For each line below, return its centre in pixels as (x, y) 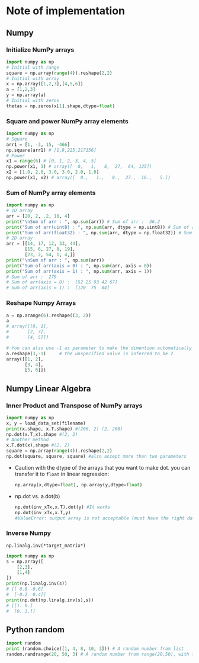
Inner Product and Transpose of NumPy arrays (74, 406)
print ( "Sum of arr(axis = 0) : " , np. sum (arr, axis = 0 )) (79, 266)
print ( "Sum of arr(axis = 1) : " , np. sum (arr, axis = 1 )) (79, 271)
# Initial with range (33, 67)
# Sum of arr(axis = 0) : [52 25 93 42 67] (62, 282)
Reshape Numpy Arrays (41, 303)
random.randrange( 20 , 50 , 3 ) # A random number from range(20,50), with (98, 654)
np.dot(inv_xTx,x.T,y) (43, 512)
